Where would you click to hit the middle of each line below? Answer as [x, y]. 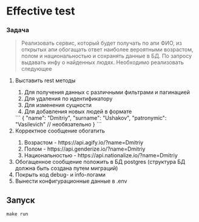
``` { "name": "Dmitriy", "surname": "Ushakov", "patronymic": [91, 118]
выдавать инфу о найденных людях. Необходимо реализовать [102, 62]
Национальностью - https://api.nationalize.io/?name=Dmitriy [101, 155]
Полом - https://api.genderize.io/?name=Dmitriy [85, 149]
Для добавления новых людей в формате [78, 112]
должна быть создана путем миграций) [66, 168]
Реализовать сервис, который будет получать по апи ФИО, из [101, 43]
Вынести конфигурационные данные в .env [71, 181]
